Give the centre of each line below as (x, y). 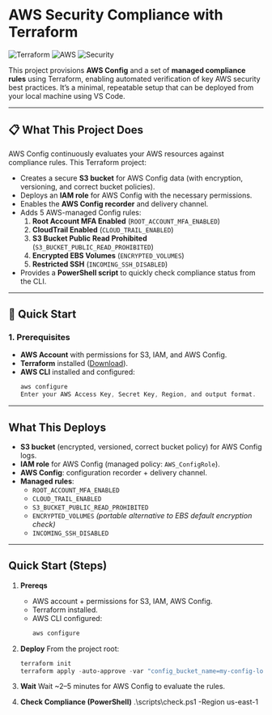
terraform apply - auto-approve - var (82, 671)
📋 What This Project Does (76, 130)
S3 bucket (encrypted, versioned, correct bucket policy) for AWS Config (141, 447)
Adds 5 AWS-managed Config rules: (81, 212)
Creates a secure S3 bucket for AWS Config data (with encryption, (132, 178)
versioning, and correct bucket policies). (87, 186)
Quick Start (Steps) (58, 566)
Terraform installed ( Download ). (74, 364)
